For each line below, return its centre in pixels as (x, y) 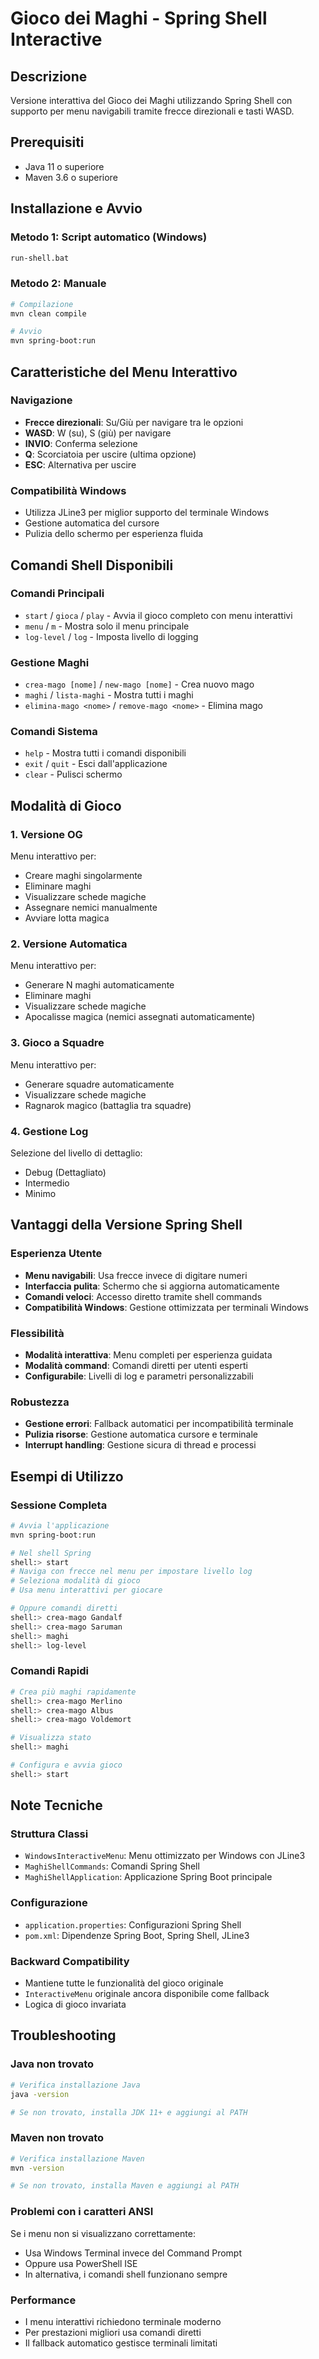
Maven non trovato (57, 2138)
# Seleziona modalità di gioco (75, 1581)
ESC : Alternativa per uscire (80, 464)
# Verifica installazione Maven (77, 2158)
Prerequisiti (47, 142)
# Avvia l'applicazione (60, 1525)
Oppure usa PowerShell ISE (81, 2263)
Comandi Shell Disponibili (92, 565)
